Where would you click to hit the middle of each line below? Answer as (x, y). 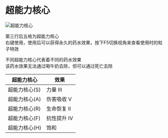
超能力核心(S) (24, 89)
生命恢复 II (59, 109)
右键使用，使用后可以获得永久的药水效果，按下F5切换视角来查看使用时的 (82, 42)
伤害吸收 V (59, 99)
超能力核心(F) (24, 118)
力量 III (54, 89)
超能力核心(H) (25, 127)
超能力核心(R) (24, 109)
